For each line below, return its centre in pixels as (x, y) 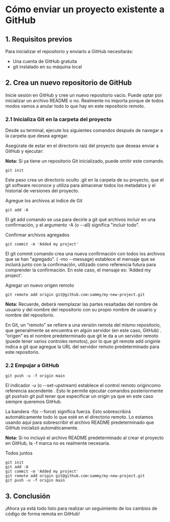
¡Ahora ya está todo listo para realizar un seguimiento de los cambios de (81, 508)
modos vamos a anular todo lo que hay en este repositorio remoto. (75, 106)
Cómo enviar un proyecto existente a (85, 9)
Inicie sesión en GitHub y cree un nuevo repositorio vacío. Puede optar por (84, 95)
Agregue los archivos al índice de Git (44, 201)
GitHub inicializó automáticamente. (42, 428)
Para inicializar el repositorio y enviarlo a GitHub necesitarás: (69, 51)
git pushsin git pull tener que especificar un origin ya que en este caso (79, 396)
